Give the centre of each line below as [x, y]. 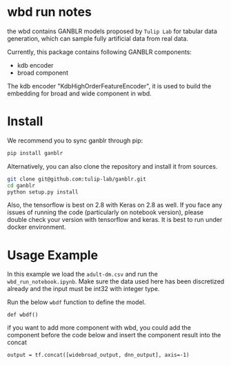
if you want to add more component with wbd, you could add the [99, 328]
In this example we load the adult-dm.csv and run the [83, 274]
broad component [43, 73]
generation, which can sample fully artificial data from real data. [98, 38]
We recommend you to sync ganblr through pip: [75, 140]
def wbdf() [23, 315]
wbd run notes [49, 12]
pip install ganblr [35, 153]
